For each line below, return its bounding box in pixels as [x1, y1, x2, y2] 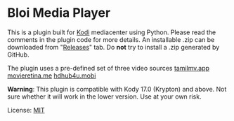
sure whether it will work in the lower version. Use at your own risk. [7, 92, 202, 101]
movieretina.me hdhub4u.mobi [7, 71, 96, 80]
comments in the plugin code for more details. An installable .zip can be [7, 35, 215, 43]
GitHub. [7, 50, 30, 59]
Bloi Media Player [7, 5, 111, 21]
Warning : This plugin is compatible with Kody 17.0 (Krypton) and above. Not [7, 85, 227, 93]
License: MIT [7, 106, 45, 114]
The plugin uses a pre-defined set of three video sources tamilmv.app [7, 64, 209, 72]
